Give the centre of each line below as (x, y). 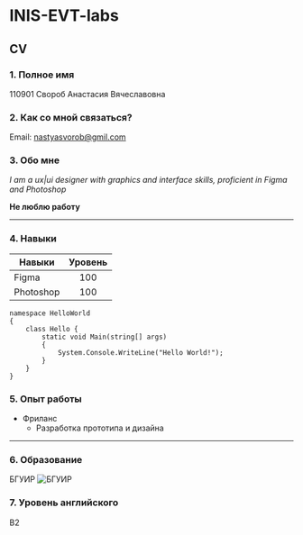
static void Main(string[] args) (105, 337)
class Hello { (52, 329)
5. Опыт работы (46, 399)
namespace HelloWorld (50, 313)
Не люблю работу (45, 207)
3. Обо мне (35, 160)
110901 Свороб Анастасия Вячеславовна (87, 94)
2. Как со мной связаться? (71, 117)
